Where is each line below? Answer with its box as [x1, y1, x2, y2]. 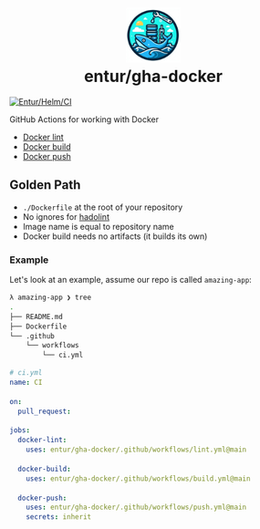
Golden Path [9, 177, 81, 193]
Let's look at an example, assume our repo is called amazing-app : [9, 275, 253, 285]
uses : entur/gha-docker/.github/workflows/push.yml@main [26, 503, 247, 513]
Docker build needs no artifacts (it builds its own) [22, 231, 208, 242]
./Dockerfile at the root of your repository [22, 202, 183, 213]
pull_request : [17, 407, 71, 416]
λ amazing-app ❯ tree [9, 293, 92, 303]
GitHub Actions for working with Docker [9, 113, 160, 125]
